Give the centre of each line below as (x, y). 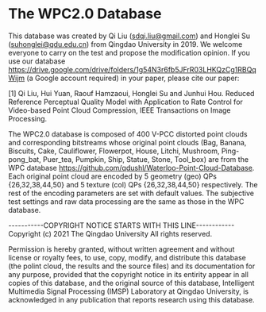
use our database (37, 61)
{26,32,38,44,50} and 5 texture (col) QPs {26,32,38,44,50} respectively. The (133, 184)
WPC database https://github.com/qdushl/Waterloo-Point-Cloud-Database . (131, 168)
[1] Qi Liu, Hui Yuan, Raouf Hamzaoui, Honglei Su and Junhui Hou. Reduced (131, 93)
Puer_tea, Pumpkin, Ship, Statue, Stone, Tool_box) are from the (145, 159)
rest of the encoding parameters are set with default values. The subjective (131, 193)
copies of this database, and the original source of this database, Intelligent (131, 283)
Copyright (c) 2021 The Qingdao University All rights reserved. (110, 233)
